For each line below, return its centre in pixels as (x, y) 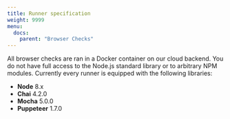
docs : (21, 33)
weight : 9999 (26, 20)
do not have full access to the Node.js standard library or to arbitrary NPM (112, 66)
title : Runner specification (49, 13)
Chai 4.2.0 (32, 94)
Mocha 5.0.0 (35, 101)
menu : (15, 26)
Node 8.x (30, 87)
